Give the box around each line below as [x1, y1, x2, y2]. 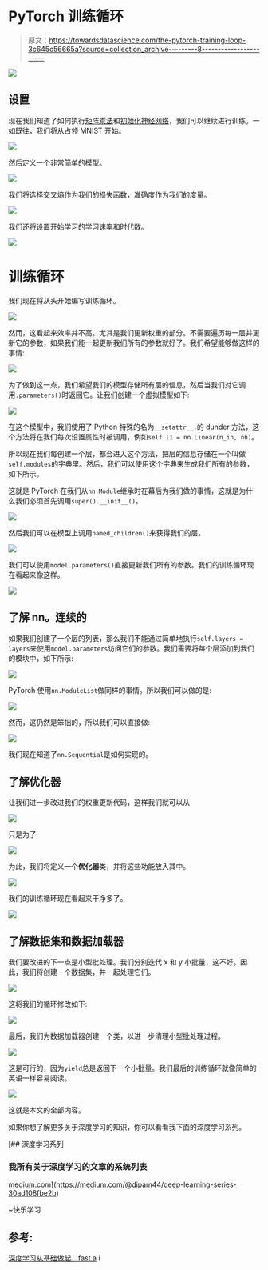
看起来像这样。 [14, 570, 65, 579]
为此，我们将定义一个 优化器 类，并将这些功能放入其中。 [8, 862, 190, 871]
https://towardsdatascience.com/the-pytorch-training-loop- [49, 35, 246, 45]
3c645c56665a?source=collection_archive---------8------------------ [27, 44, 260, 54]
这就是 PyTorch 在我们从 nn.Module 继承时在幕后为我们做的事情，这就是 [8, 486, 239, 495]
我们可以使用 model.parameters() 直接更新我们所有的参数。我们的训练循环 [8, 559, 247, 569]
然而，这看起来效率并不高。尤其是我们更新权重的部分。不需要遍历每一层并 [8, 327, 253, 337]
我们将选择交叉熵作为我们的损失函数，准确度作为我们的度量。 [8, 190, 211, 199]
